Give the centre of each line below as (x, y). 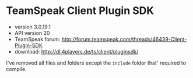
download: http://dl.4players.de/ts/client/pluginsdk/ (76, 51)
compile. (17, 69)
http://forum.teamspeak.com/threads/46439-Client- (124, 39)
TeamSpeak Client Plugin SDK (80, 11)
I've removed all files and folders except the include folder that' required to (96, 63)
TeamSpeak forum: (37, 39)
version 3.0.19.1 (33, 27)
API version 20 (32, 33)
